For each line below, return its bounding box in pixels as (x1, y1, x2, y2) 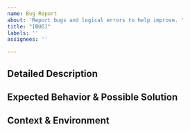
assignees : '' (7, 36, 49, 43)
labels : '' (7, 29, 39, 37)
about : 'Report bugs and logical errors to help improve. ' (7, 17, 185, 24)
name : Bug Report (7, 10, 58, 17)
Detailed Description (7, 67, 98, 80)
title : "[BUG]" (7, 23, 51, 30)
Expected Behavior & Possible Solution (7, 91, 178, 103)
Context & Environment (7, 115, 110, 127)
